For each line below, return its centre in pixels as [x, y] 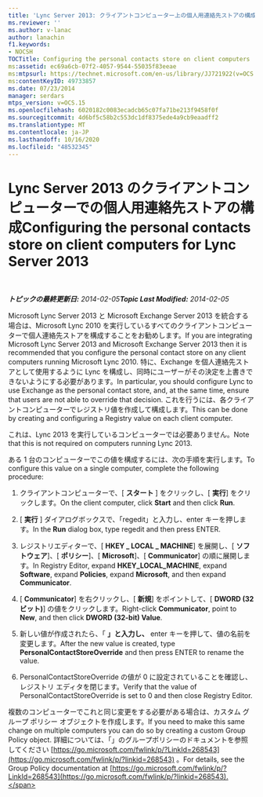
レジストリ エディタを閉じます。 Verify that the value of [108, 687]
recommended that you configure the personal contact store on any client [127, 353]
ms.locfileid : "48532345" [50, 147]
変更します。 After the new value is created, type [97, 644]
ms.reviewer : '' [34, 23]
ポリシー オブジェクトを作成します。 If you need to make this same [137, 722]
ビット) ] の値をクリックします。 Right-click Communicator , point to [128, 609]
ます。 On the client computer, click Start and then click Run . [138, 503]
